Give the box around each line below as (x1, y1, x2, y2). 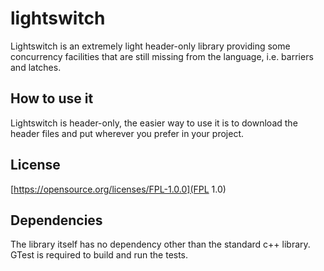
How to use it (10, 90, 94, 107)
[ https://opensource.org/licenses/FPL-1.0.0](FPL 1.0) (10, 183, 227, 195)
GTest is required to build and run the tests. (10, 249, 189, 261)
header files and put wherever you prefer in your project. (10, 127, 244, 139)
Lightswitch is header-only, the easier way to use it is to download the (10, 117, 298, 129)
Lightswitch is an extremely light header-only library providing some (10, 40, 291, 52)
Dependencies (10, 212, 103, 229)
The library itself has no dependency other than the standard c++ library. (10, 238, 311, 251)
